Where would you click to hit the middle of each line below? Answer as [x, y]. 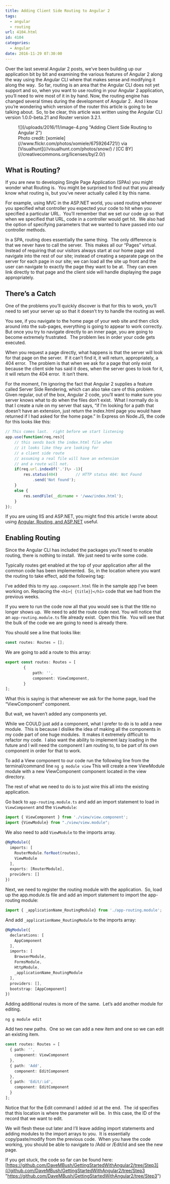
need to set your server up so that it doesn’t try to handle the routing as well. [85, 311]
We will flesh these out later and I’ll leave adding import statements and [80, 1128]
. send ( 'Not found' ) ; [54, 480]
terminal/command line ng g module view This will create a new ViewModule [85, 766]
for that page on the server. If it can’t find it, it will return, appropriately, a [82, 358]
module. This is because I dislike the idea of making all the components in [83, 729]
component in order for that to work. [43, 751]
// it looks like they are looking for [57, 448]
